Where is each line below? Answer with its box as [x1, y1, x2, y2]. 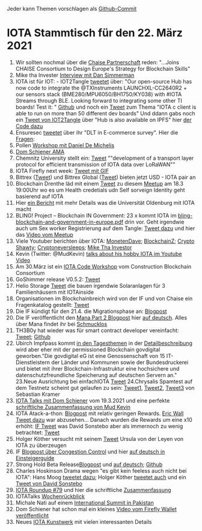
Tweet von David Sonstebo [15, 480, 83, 487]
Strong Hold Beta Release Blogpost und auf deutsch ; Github [15, 461, 163, 468]
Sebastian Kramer [15, 390, 61, 398]
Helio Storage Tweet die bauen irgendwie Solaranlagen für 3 [15, 282, 166, 289]
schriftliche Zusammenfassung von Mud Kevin [15, 403, 131, 410]
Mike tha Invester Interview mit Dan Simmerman [15, 71, 135, 79]
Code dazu [15, 123, 43, 130]
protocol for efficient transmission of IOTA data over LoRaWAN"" [15, 160, 176, 168]
